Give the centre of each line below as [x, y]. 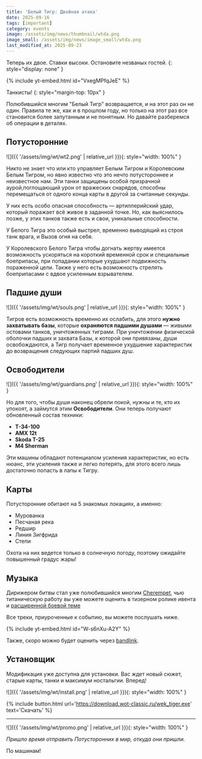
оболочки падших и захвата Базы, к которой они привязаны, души [92, 338]
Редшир [25, 528]
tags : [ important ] [29, 23]
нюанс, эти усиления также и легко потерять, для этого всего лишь [94, 464]
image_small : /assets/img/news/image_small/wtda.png [74, 40]
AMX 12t [26, 433]
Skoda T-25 [30, 440]
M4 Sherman [32, 446]
